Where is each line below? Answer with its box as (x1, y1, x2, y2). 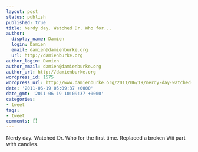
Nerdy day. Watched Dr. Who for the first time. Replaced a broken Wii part (6, 134, 186, 141)
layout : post (6, 8, 38, 15)
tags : (6, 107, 19, 113)
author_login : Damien (6, 58, 60, 64)
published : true (6, 19, 46, 25)
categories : (6, 96, 35, 102)
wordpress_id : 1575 (6, 74, 54, 80)
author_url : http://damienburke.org (6, 69, 96, 75)
